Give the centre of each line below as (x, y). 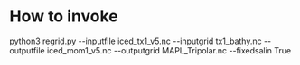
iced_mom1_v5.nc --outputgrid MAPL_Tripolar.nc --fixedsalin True (169, 50)
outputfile (27, 50)
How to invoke (64, 16)
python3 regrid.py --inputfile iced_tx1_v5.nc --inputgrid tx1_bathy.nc (136, 41)
